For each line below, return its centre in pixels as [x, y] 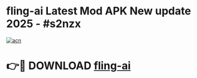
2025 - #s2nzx [44, 24]
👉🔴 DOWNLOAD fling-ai [69, 66]
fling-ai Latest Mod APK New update [99, 11]
